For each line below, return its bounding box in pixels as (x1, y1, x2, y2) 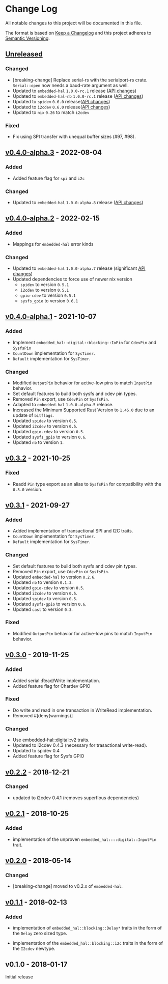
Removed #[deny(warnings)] (12, 712, 73, 718)
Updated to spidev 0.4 (12, 748, 60, 754)
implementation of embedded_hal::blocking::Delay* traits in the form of (12, 924, 162, 931)
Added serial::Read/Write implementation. (12, 678, 100, 684)
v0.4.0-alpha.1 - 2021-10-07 (5, 313, 97, 321)
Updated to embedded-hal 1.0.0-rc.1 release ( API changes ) (12, 88, 136, 94)
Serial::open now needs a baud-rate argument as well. (12, 82, 129, 88)
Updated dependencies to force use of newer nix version (12, 276, 132, 282)
